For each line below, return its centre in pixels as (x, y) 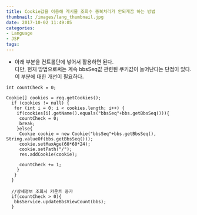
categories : (21, 28)
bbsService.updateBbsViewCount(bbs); (60, 201)
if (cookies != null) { (40, 103)
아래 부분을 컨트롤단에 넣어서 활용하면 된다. (64, 62)
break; (27, 123)
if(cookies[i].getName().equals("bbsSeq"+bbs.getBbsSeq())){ (93, 113)
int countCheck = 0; (31, 88)
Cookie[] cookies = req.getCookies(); (54, 98)
